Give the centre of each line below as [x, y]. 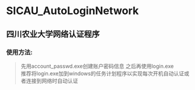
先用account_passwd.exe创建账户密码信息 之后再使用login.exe [97, 66]
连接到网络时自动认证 [52, 81]
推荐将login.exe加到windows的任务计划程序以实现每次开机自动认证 [102, 73]
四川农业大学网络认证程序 [53, 34]
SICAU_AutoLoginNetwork [73, 11]
